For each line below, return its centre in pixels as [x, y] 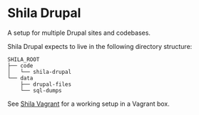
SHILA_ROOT [24, 59]
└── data [20, 78]
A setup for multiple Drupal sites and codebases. [79, 33]
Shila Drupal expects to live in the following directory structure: [100, 46]
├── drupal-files [46, 84]
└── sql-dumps [41, 90]
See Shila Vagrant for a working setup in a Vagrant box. [88, 104]
